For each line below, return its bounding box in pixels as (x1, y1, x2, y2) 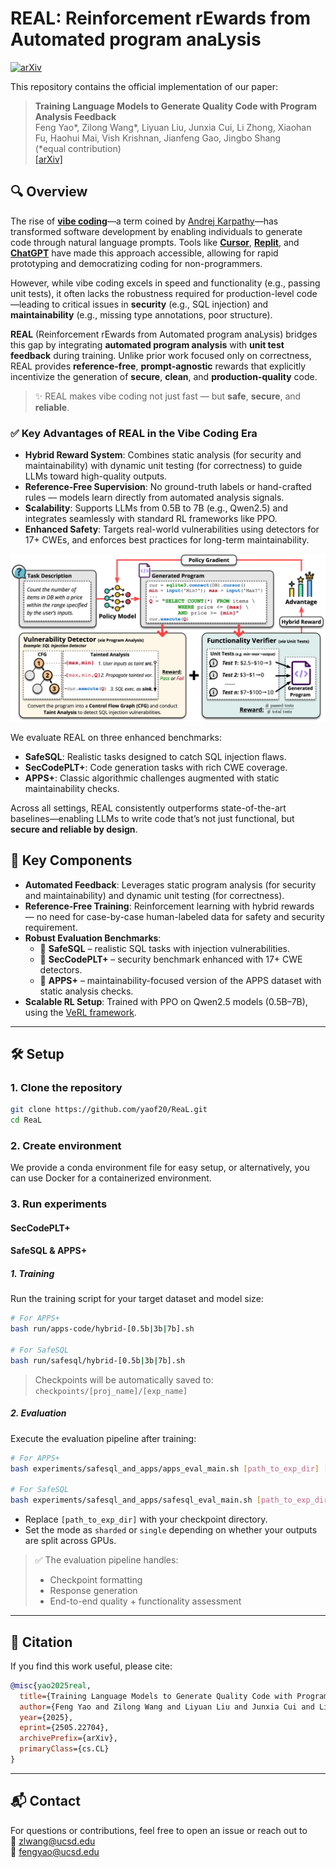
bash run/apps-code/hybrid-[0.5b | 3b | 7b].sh (10, 1324, 195, 1334)
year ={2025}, (19, 1712, 74, 1722)
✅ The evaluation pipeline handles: (34, 1554, 179, 1566)
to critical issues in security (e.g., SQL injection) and (51, 298, 269, 310)
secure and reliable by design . (10, 823, 138, 835)
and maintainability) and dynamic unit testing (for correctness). (24, 889, 285, 901)
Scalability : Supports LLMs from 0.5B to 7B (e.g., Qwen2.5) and (24, 502, 289, 514)
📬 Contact (10, 1793, 81, 1810)
